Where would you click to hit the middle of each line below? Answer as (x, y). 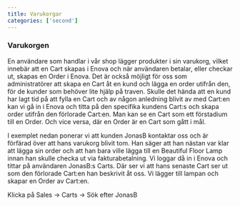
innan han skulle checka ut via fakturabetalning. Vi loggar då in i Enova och (118, 158)
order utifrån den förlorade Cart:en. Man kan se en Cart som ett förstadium (117, 114)
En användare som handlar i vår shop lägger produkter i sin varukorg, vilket (118, 61)
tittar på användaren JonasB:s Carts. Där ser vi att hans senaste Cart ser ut (118, 165)
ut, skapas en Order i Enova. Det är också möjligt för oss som (97, 76)
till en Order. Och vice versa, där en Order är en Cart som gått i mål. (107, 121)
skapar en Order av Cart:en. (48, 181)
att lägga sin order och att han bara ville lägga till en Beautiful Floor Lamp (115, 150)
